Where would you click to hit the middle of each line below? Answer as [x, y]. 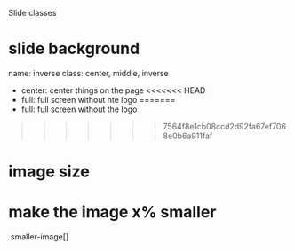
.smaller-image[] [39, 237]
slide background [74, 49]
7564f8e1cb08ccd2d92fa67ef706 [224, 126]
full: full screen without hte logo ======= [98, 99]
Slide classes [32, 13]
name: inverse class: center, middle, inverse [89, 73]
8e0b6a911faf [188, 136]
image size [49, 172]
